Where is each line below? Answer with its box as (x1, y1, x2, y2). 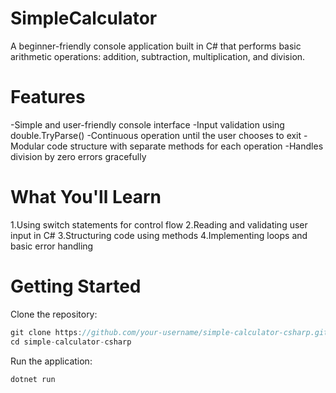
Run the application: (10, 355, 93, 367)
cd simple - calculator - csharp (10, 337, 132, 347)
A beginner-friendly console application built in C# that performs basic (10, 40, 302, 52)
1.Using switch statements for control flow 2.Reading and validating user (10, 218, 308, 231)
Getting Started (10, 275, 142, 297)
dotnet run (10, 374, 56, 384)
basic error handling (10, 240, 94, 252)
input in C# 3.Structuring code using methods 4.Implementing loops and (10, 229, 308, 241)
